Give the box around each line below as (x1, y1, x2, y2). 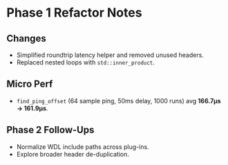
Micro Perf (6, 78, 53, 90)
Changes (6, 33, 46, 44)
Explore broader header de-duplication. (16, 150, 129, 158)
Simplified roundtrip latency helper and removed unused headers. (16, 51, 205, 59)
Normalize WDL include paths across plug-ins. (16, 142, 149, 150)
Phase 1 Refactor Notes (6, 5, 142, 21)
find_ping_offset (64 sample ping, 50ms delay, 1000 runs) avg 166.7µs (16, 96, 222, 105)
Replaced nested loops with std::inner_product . (16, 58, 155, 67)
